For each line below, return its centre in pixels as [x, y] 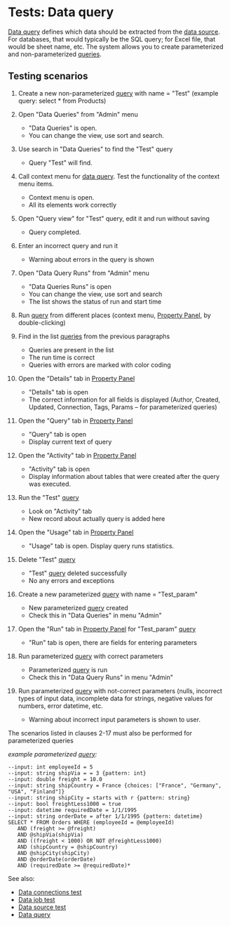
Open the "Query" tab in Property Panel [75, 420]
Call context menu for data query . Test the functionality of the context [119, 176]
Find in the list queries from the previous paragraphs [94, 336]
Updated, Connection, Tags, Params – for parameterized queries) [123, 407]
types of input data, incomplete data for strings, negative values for [115, 698]
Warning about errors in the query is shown [91, 259]
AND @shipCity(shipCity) [54, 853]
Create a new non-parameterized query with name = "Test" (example [118, 93]
